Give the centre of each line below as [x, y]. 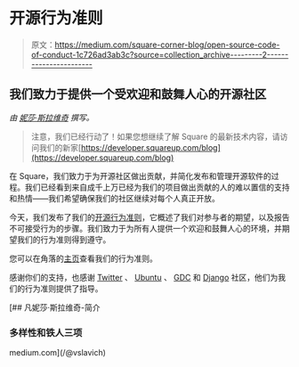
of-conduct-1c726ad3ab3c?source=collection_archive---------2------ [160, 54]
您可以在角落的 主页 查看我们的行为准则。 [83, 258]
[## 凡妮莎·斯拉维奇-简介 [55, 307]
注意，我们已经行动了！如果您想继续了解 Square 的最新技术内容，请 [155, 136]
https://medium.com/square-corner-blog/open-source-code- [167, 45]
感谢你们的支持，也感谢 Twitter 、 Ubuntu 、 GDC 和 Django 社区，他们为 [144, 277]
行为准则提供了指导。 [64, 288]
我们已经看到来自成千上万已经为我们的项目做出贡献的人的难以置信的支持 [157, 187]
